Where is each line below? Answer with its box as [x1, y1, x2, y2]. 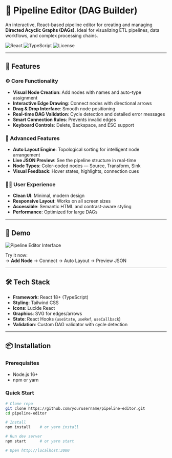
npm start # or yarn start [5, 439, 74, 444]
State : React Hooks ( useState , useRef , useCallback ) [12, 315, 121, 322]
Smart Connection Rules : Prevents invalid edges [12, 116, 116, 123]
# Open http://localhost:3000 [5, 448, 70, 453]
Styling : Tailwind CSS [12, 300, 59, 306]
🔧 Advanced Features [5, 134, 60, 142]
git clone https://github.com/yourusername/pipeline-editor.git [5, 406, 145, 411]
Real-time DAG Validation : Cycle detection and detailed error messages [12, 111, 165, 117]
